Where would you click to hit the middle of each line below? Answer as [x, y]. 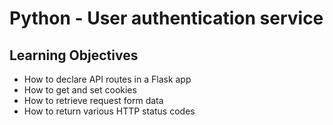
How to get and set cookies [80, 90]
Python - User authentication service [166, 18]
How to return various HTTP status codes [109, 111]
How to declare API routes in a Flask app [107, 79]
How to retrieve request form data [93, 100]
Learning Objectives [74, 55]
